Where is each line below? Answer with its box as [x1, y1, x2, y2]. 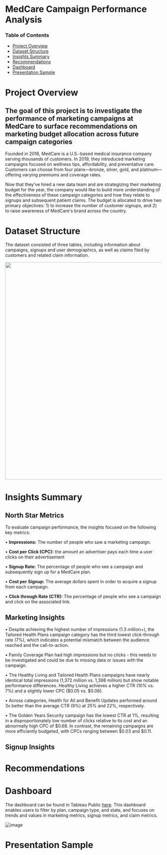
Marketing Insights [5, 613, 65, 622]
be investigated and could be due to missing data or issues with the [5, 657, 144, 663]
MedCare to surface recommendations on [5, 122, 138, 131]
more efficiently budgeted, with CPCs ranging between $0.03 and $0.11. [5, 728, 153, 734]
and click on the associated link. [5, 599, 71, 605]
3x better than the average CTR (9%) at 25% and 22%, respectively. [5, 703, 145, 709]
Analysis [5, 14, 42, 25]
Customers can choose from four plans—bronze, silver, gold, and [5, 166, 139, 172]
